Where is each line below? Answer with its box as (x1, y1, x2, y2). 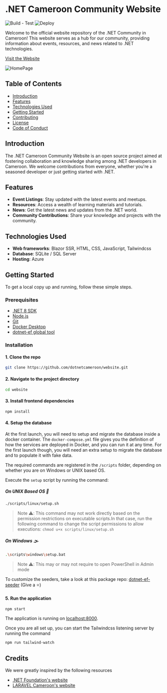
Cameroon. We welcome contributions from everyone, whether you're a (5, 163, 153, 169)
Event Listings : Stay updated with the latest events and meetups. (12, 196, 147, 202)
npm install (5, 409, 30, 414)
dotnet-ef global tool (12, 329, 55, 335)
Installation (5, 341, 33, 349)
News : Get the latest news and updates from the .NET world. (12, 207, 138, 213)
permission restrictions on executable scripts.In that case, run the (17, 515, 153, 521)
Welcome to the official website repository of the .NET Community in (5, 30, 146, 36)
